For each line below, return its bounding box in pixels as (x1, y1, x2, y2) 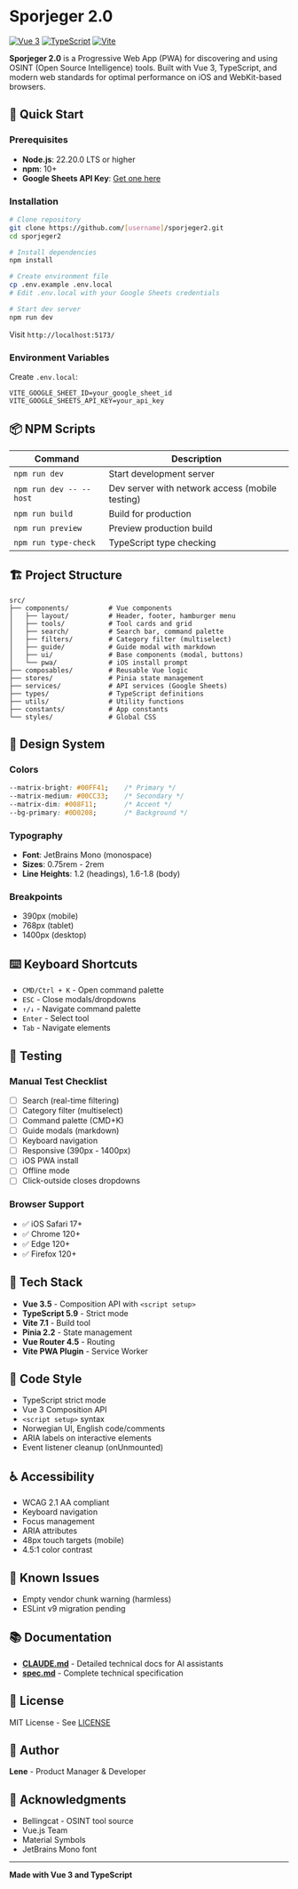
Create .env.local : (9, 371, 78, 382)
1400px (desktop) (21, 929, 87, 940)
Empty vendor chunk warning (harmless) (21, 1594, 172, 1604)
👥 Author (9, 1743, 59, 1757)
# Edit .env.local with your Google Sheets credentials (9, 289, 220, 298)
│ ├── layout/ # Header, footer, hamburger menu (9, 611, 237, 620)
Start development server (108, 467, 216, 479)
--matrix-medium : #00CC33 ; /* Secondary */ (9, 792, 184, 801)
